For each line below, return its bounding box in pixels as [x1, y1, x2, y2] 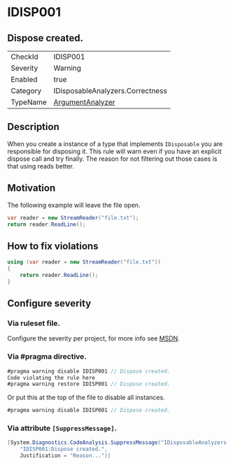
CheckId [10, 52, 38, 62]
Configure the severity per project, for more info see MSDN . [7, 334, 180, 343]
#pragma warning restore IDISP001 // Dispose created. [7, 380, 171, 388]
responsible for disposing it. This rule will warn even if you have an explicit [7, 147, 222, 155]
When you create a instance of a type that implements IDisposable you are [7, 139, 223, 148]
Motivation [7, 183, 56, 194]
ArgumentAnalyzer [53, 97, 115, 107]
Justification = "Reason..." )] [20, 452, 111, 459]
